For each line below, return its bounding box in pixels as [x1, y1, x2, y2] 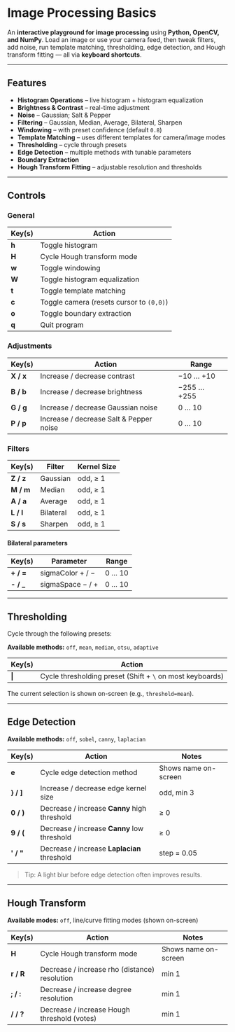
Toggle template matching [40, 286, 126, 295]
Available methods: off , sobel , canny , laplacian [7, 734, 146, 743]
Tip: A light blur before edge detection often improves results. [24, 870, 203, 879]
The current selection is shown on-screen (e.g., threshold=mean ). [7, 690, 194, 698]
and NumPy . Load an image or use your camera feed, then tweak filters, [7, 35, 216, 43]
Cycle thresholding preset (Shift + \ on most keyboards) [40, 671, 224, 681]
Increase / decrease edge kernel [40, 783, 147, 793]
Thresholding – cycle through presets [17, 140, 127, 148]
